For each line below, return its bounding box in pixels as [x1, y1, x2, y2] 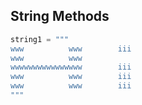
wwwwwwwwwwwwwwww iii [10, 62, 132, 73]
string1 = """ [10, 34, 70, 44]
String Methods [10, 8, 110, 25]
